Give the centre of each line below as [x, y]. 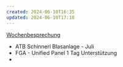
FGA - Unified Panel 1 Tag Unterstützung [66, 53]
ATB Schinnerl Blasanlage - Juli [54, 46]
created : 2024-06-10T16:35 [40, 12]
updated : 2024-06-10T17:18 [40, 18]
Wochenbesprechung [33, 34]
